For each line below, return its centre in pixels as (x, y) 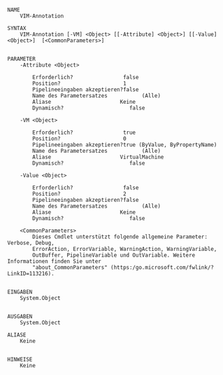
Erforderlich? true (84, 132)
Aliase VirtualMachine (98, 157)
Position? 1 (80, 83)
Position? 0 (80, 139)
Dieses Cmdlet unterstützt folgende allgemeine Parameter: (120, 237)
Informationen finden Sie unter (54, 261)
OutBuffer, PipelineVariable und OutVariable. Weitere (114, 255)
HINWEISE (20, 360)
